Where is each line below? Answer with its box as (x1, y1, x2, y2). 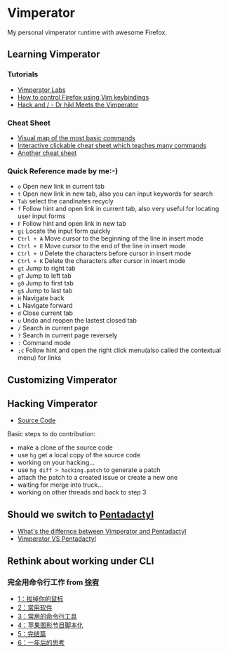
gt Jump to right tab (17, 264, 76, 273)
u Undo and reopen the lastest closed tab (17, 316, 137, 325)
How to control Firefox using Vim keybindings (17, 93, 149, 101)
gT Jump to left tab (17, 271, 72, 280)
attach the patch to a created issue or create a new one (17, 473, 178, 482)
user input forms (17, 212, 66, 220)
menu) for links (17, 354, 62, 362)
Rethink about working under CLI (7, 555, 154, 567)
